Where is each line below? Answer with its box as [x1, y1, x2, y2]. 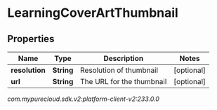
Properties [7, 33, 55, 45]
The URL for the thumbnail [80, 77, 167, 86]
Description [103, 54, 144, 63]
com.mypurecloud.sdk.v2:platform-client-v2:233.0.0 [7, 95, 160, 103]
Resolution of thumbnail [80, 65, 159, 75]
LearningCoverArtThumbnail [7, 5, 179, 21]
